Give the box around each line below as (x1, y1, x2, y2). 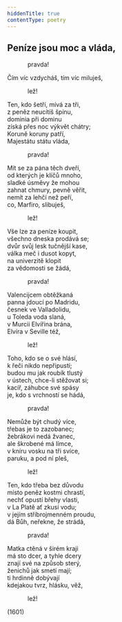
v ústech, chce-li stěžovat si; (7, 376, 89, 385)
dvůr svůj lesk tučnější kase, (7, 242, 88, 251)
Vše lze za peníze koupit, (7, 227, 78, 235)
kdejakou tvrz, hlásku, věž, (7, 581, 83, 590)
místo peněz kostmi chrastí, (7, 488, 85, 497)
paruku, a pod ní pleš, (7, 454, 69, 463)
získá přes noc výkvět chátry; (7, 122, 91, 131)
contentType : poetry (7, 17, 67, 23)
